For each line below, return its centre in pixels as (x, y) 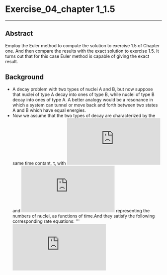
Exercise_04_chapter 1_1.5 (60, 9)
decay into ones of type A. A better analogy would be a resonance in (83, 99)
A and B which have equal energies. (49, 110)
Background (24, 77)
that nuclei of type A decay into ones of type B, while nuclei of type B (83, 94)
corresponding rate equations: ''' (46, 221)
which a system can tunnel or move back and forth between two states (85, 105)
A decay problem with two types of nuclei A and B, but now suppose (83, 89)
